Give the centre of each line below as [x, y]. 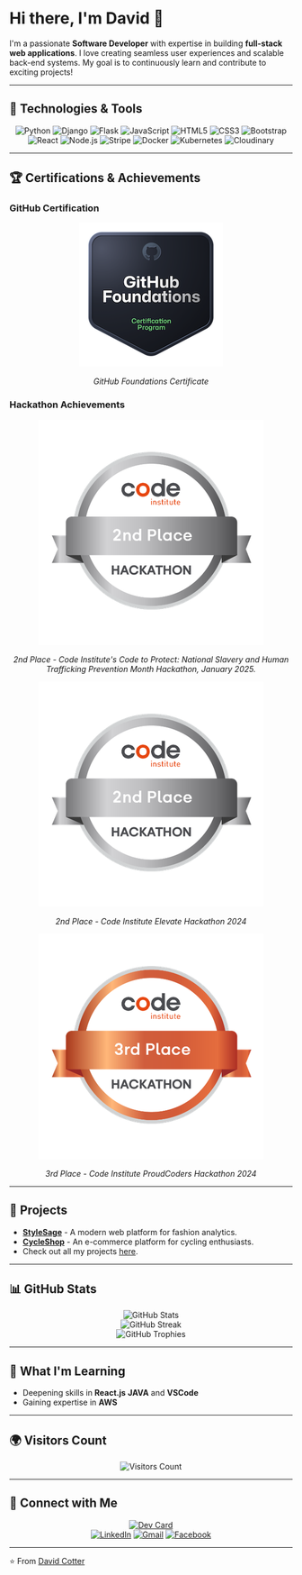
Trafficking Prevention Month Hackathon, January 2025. [151, 669]
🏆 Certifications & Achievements [105, 178]
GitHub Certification [54, 208]
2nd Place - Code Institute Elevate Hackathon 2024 [151, 921]
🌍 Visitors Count [58, 1440]
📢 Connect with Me [64, 1503]
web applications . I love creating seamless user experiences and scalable [147, 52]
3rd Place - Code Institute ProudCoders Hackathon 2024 [151, 1173]
